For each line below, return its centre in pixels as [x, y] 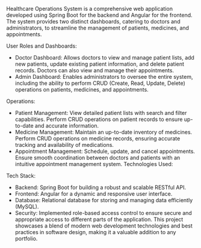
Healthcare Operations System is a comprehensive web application [90, 9]
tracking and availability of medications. [64, 145]
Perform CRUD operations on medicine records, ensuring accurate [97, 138]
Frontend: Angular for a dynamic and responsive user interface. [94, 194]
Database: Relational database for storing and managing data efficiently [104, 200]
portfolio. [26, 238]
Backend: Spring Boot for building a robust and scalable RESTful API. [100, 187]
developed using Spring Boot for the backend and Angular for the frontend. [99, 15]
